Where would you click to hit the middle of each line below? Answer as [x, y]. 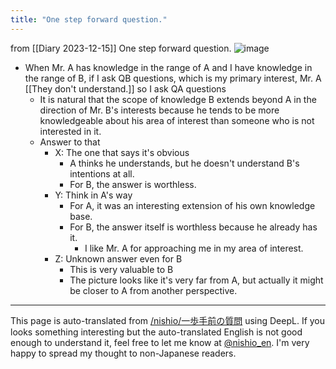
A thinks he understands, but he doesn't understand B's [184, 163]
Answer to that [70, 142]
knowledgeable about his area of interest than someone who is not [177, 120]
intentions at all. [102, 173]
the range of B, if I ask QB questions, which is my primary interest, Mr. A [173, 78]
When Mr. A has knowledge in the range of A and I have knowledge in [168, 67]
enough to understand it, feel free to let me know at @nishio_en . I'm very [160, 342]
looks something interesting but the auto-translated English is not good [156, 332]
